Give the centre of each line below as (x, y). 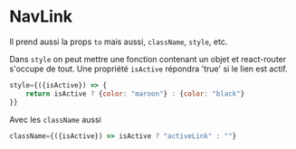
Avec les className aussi (55, 119)
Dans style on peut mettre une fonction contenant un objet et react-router (148, 59)
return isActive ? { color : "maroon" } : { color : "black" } (135, 93)
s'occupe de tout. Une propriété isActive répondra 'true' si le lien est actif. (148, 69)
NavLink (41, 17)
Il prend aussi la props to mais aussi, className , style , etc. (119, 42)
